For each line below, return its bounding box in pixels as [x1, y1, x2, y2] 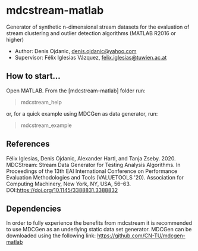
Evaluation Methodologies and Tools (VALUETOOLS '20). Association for [6, 173, 184, 181]
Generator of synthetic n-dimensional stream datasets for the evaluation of [6, 23, 190, 30]
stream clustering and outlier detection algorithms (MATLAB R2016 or [6, 29, 177, 36]
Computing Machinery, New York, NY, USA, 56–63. [6, 180, 131, 187]
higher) [6, 36, 24, 43]
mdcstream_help [20, 98, 62, 106]
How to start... [6, 71, 61, 81]
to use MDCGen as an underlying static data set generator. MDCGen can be [6, 226, 192, 233]
